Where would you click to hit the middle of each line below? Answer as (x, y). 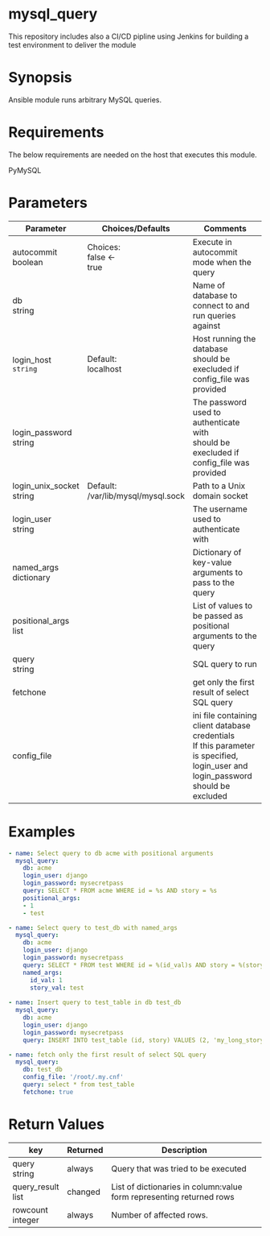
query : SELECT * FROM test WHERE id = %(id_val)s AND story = (129, 965)
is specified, (215, 756)
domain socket (221, 496)
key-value (212, 562)
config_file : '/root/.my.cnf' (74, 1077)
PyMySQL (25, 170)
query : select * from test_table (79, 1085)
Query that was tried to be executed (179, 1168)
